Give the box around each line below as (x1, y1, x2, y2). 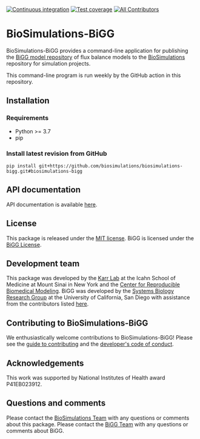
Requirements (6, 114, 49, 122)
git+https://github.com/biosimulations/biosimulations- (38, 163, 183, 169)
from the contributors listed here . (6, 300, 89, 307)
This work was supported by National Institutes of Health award (6, 374, 165, 381)
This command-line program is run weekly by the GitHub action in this (6, 72, 181, 79)
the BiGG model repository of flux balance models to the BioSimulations (6, 53, 185, 61)
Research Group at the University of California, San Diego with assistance (6, 294, 190, 301)
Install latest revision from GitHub (6, 149, 107, 158)
